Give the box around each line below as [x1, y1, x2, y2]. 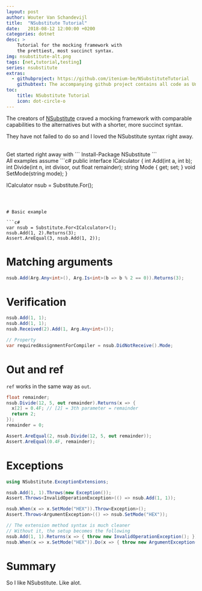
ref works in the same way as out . [6, 383, 91, 390]
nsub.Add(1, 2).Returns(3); [6, 229, 77, 236]
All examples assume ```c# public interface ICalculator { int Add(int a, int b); [6, 157, 192, 164]
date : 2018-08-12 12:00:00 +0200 [6, 25, 96, 32]
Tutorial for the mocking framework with [17, 43, 122, 49]
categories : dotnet [6, 31, 55, 37]
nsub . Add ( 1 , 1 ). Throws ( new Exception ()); [6, 489, 112, 496]
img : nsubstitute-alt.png [6, 53, 71, 59]
